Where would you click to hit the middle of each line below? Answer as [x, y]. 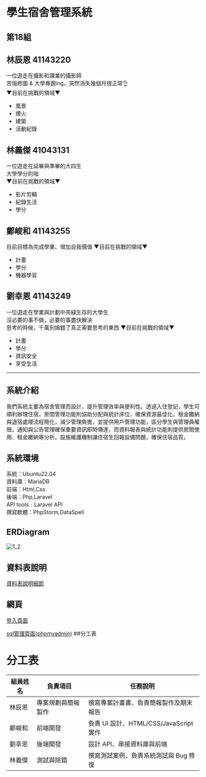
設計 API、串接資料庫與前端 [128, 744]
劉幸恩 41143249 [39, 296]
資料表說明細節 [25, 583]
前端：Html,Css [26, 489]
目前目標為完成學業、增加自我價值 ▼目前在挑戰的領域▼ [77, 247]
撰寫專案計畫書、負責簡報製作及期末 [140, 702]
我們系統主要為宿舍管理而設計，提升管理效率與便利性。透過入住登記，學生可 [103, 406]
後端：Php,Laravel [29, 497]
